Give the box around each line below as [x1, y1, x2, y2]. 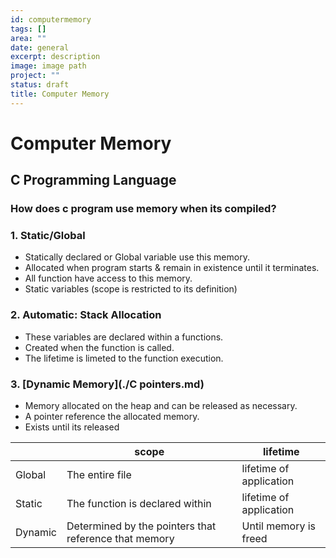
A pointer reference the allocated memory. [24, 411, 200, 423]
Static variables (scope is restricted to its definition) [24, 283, 238, 295]
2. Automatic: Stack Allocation [10, 308, 162, 322]
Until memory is [241, 519, 317, 533]
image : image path [10, 61, 87, 71]
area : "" [10, 33, 47, 43]
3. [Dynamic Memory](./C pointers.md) [10, 377, 205, 391]
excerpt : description [10, 52, 101, 62]
